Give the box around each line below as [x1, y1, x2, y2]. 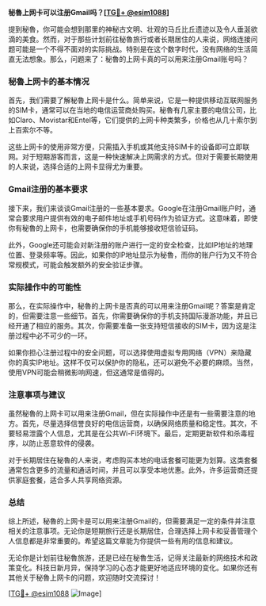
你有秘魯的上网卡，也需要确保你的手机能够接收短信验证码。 [8, 223, 203, 232]
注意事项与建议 [8, 389, 66, 400]
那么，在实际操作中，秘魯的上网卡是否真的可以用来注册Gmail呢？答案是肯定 [8, 301, 256, 310]
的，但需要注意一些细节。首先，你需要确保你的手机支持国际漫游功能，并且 [8, 311, 251, 320]
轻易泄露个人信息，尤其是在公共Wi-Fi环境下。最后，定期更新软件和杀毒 [14, 428, 248, 439]
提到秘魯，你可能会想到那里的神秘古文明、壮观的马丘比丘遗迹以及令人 [8, 25, 237, 34]
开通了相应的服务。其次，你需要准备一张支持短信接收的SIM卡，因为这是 [14, 320, 250, 330]
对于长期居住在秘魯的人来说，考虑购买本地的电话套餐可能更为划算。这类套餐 [8, 455, 258, 465]
